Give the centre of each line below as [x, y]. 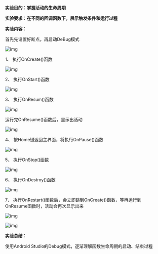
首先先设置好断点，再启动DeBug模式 [42, 39]
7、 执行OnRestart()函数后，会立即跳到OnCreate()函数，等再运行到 [73, 200]
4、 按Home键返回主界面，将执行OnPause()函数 [54, 140]
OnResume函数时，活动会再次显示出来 [44, 206]
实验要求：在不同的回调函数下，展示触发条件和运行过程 [61, 18]
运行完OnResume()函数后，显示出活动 [44, 120]
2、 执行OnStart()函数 [27, 79]
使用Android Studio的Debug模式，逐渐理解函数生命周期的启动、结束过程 [79, 246]
